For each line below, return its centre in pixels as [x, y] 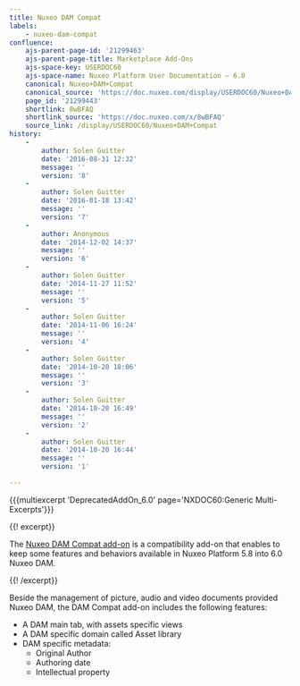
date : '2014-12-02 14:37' [90, 242]
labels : [24, 26]
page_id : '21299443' [63, 101]
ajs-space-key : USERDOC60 [74, 68]
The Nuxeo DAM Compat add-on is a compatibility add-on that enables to [145, 544]
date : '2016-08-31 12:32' [90, 159]
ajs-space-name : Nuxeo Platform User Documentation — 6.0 [135, 76]
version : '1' [66, 467]
